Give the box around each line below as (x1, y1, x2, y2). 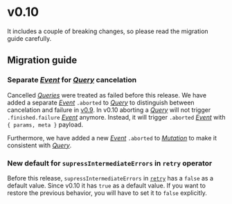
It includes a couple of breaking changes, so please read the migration (7, 27, 209, 35)
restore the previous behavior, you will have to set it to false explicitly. (7, 188, 208, 197)
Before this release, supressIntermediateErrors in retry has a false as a (7, 174, 213, 182)
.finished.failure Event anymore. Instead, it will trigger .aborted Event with (7, 113, 226, 121)
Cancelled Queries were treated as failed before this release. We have (7, 91, 206, 99)
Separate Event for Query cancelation (7, 75, 137, 85)
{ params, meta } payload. (7, 120, 84, 129)
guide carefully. (7, 34, 52, 42)
